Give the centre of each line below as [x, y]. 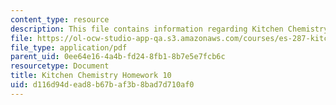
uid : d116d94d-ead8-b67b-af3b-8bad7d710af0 [102, 85]
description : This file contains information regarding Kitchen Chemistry [169, 29]
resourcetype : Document [60, 66]
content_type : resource [60, 19]
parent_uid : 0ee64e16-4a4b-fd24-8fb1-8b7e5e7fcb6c [118, 57]
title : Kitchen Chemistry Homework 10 [91, 76]
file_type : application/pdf [69, 47]
